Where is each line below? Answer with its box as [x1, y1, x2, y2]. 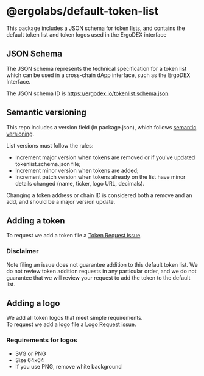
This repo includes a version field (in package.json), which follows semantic [6, 123, 197, 131]
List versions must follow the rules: [6, 142, 94, 149]
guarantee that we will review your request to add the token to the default [6, 273, 191, 281]
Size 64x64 [15, 356, 44, 364]
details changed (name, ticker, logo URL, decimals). [15, 179, 145, 187]
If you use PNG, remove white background [15, 363, 122, 370]
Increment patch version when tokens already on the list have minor [15, 173, 186, 181]
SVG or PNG [15, 350, 46, 357]
